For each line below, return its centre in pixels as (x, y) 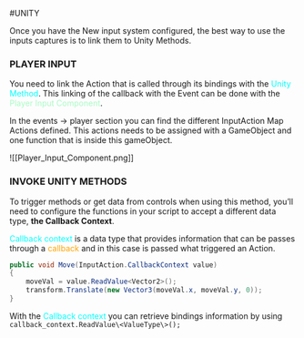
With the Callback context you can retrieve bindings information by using (146, 316)
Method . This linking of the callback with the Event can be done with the (145, 94)
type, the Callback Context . (62, 220)
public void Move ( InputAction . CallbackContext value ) (114, 265)
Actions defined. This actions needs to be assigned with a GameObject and (151, 130)
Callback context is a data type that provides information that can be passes (152, 238)
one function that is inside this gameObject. (91, 140)
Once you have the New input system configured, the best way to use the (147, 31)
